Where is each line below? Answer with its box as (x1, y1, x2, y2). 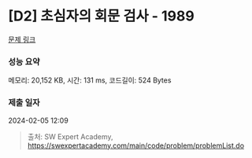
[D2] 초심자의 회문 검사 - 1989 (8, 7, 195, 25)
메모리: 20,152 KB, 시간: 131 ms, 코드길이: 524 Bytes (8, 75, 172, 85)
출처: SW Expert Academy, (27, 131, 113, 141)
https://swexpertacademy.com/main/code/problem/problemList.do (27, 141, 245, 150)
